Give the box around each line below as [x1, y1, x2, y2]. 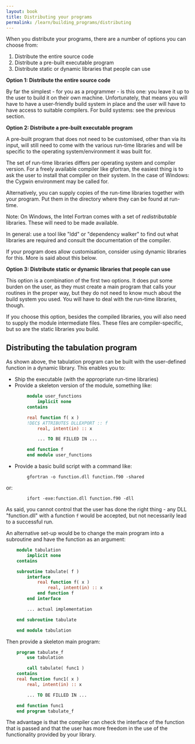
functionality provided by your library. [6, 731, 96, 738]
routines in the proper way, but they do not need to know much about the [6, 290, 182, 297]
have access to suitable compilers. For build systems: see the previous [6, 106, 176, 114]
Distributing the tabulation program [6, 343, 137, 353]
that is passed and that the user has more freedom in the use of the [6, 725, 168, 732]
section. [6, 113, 26, 120]
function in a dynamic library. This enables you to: [6, 364, 126, 371]
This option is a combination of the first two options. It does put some [6, 277, 173, 284]
